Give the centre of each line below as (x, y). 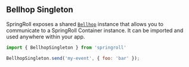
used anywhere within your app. (46, 36)
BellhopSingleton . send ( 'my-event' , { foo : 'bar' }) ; (73, 58)
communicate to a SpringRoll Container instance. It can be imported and (95, 30)
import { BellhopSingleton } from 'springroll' (66, 47)
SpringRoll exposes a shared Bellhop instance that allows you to (85, 24)
